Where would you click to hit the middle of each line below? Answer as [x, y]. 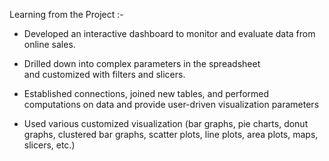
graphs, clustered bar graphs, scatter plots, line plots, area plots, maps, [171, 134]
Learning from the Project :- [66, 14]
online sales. [49, 44]
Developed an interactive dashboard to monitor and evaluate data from [169, 33]
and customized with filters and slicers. [104, 74]
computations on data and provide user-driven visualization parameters [171, 104]
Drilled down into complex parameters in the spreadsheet [142, 63]
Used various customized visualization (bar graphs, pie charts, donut [166, 123]
